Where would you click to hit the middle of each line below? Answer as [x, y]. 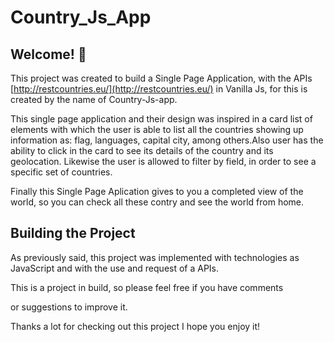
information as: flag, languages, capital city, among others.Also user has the [167, 140]
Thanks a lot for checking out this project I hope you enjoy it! [135, 326]
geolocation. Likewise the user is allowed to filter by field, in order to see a [163, 161]
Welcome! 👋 [48, 54]
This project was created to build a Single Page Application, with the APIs [161, 78]
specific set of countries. [61, 172]
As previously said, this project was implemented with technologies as [155, 257]
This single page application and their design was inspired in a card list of [161, 119]
